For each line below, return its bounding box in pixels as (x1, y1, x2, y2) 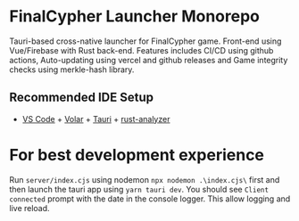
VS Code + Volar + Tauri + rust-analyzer (21, 113, 170, 124)
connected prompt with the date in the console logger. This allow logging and (9, 193, 291, 204)
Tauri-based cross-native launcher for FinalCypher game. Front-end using (9, 36, 282, 46)
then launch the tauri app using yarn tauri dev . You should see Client (9, 184, 270, 194)
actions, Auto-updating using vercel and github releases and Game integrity (9, 54, 288, 65)
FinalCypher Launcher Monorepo (9, 6, 261, 27)
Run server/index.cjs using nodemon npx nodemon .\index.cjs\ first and (9, 174, 280, 184)
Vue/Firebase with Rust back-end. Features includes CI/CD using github (9, 45, 274, 55)
